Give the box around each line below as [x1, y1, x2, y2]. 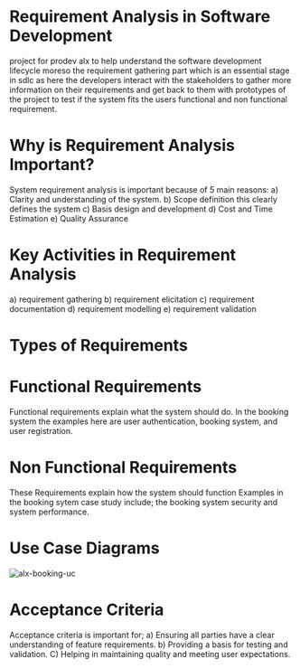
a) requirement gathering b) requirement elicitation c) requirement [9, 294, 255, 305]
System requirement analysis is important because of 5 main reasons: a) [9, 183, 279, 195]
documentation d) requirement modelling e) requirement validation [9, 303, 258, 314]
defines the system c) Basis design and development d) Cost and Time [9, 203, 273, 214]
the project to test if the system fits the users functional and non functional [9, 93, 287, 105]
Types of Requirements [9, 335, 188, 355]
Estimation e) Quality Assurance [9, 212, 129, 223]
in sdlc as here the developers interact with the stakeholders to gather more [9, 74, 292, 85]
